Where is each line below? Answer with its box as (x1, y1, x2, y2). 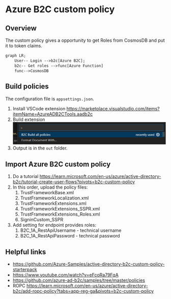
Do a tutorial (12, 173, 39, 180)
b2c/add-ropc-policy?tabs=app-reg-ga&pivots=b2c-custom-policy (12, 288, 154, 294)
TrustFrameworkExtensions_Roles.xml (20, 211, 100, 217)
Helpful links (5, 248, 46, 256)
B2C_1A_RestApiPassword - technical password (20, 233, 121, 239)
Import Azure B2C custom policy (5, 160, 111, 168)
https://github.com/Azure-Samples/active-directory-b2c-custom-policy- (12, 261, 165, 267)
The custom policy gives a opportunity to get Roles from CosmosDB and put (5, 37, 165, 43)
